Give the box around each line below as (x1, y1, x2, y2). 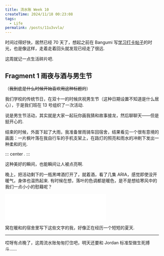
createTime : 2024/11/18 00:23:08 (5, 12, 73, 17)
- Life (9, 21, 23, 26)
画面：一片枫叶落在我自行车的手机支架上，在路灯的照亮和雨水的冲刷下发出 (5, 135, 155, 141)
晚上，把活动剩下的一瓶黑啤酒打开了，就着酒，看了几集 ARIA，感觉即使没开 (5, 171, 158, 177)
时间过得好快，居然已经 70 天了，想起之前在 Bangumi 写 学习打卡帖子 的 (5, 40, 148, 46)
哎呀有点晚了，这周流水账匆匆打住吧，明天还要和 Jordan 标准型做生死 (5, 239, 146, 245)
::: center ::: (5, 151, 30, 157)
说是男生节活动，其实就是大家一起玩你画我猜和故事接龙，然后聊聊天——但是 (5, 112, 159, 118)
